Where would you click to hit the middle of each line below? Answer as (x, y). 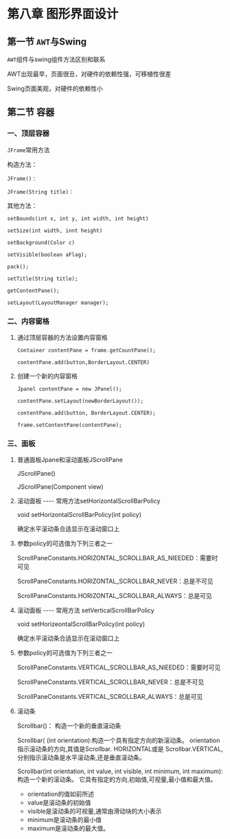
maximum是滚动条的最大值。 (68, 829)
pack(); (18, 266)
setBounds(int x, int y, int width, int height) (78, 218)
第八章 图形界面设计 (63, 14)
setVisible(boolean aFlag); (47, 255)
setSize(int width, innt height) (55, 231)
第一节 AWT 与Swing (47, 42)
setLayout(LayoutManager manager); (58, 303)
